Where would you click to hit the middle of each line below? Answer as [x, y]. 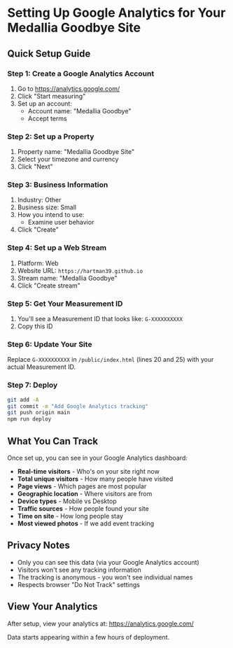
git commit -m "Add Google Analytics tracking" [78, 406]
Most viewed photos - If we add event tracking [86, 523]
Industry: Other [39, 200]
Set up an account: [44, 104]
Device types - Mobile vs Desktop [67, 501]
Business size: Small [47, 207]
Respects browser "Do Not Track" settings [78, 584]
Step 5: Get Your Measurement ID [65, 304]
